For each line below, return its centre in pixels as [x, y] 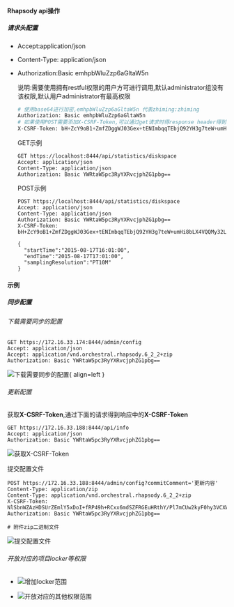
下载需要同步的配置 [35, 321]
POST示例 [32, 188]
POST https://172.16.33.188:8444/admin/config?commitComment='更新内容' [113, 484]
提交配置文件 [25, 469]
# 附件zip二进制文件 [33, 527]
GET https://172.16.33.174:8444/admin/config [74, 343]
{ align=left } [87, 375]
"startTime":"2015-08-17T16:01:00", [77, 250]
